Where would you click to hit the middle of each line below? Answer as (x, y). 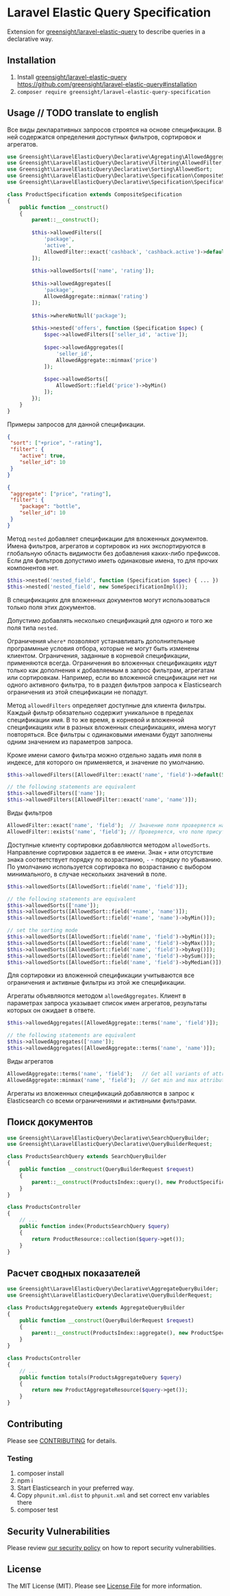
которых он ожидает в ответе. (51, 1010)
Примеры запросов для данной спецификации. (76, 424)
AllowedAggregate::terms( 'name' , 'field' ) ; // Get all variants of (108, 1074)
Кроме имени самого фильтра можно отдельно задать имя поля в (104, 754)
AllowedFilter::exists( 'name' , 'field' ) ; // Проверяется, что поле (105, 832)
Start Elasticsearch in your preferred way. (76, 1488)
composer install (40, 1473)
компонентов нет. (33, 567)
